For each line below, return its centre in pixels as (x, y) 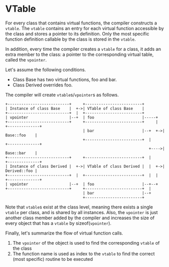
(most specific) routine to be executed (53, 259)
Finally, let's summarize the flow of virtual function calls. (64, 233)
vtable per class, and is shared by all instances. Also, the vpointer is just (81, 212)
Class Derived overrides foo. (43, 85)
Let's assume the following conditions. (46, 70)
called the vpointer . (26, 60)
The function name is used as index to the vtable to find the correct (84, 254)
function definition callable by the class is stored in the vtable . (71, 39)
